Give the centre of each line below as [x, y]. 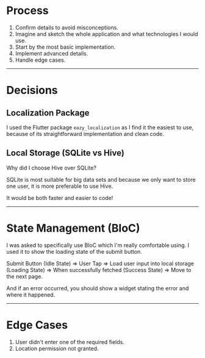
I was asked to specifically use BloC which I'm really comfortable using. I [98, 245]
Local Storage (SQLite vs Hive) [66, 153]
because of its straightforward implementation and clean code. [85, 134]
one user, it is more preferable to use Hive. [60, 186]
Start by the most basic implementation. [65, 47]
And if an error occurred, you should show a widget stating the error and [98, 288]
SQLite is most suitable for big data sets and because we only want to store [101, 179]
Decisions [32, 91]
